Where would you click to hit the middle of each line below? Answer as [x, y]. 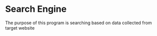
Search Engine [36, 9]
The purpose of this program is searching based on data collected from [78, 23]
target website [20, 28]
